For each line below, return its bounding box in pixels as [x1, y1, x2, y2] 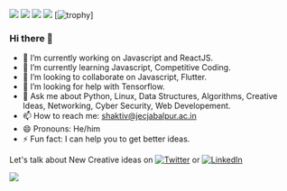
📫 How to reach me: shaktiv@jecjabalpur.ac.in [22, 111, 197, 122]
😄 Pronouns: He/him [22, 123, 101, 134]
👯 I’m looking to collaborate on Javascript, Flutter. [22, 72, 208, 83]
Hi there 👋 [9, 32, 54, 44]
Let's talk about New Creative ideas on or [9, 154, 200, 166]
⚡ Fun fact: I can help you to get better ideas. [22, 133, 190, 144]
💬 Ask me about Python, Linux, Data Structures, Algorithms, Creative [22, 91, 278, 102]
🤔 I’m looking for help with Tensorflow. [22, 81, 165, 92]
